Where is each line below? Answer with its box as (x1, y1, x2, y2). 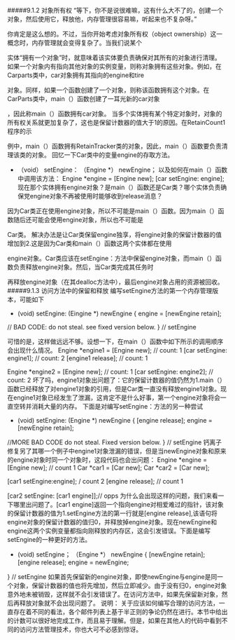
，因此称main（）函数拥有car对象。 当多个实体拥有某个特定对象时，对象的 (7, 109, 222, 118)
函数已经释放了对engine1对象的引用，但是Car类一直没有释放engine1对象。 (7, 385, 221, 393)
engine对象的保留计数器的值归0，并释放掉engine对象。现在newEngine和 (7, 518, 218, 526)
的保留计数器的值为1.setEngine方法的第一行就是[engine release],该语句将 (7, 509, 218, 517)
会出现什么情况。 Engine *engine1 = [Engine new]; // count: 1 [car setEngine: (7, 346, 227, 354)
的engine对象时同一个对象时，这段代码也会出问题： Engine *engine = (7, 456, 208, 464)
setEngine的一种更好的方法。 (7, 536, 92, 543)
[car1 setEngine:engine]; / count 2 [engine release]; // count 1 (7, 477, 184, 485)
